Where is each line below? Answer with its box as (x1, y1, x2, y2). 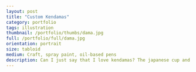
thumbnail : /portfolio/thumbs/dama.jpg (6, 30, 104, 36)
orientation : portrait (6, 41, 62, 47)
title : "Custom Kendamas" (6, 14, 69, 20)
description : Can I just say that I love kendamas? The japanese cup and (6, 57, 191, 63)
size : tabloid (6, 46, 41, 52)
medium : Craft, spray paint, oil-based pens (6, 52, 117, 57)
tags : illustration (6, 24, 54, 31)
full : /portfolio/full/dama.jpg (6, 35, 85, 41)
